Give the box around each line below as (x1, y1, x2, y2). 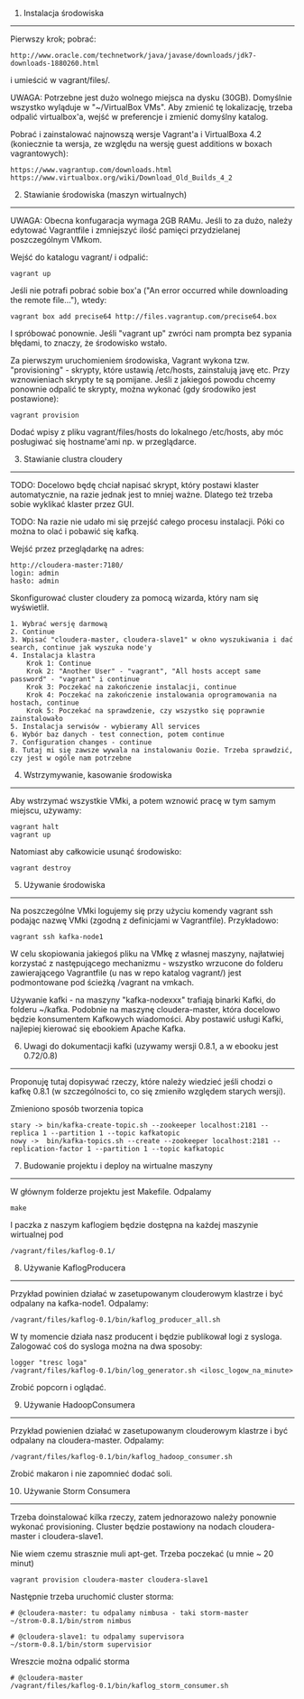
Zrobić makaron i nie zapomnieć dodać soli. (10, 1468, 173, 1479)
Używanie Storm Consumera (23, 1486, 131, 1496)
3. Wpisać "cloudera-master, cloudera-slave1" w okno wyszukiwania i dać (10, 635, 294, 644)
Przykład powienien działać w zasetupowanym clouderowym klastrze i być (10, 1426, 288, 1436)
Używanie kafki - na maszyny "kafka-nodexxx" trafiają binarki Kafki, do (10, 994, 276, 1005)
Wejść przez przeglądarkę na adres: (10, 543, 144, 554)
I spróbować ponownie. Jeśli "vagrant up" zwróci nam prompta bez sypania (10, 328, 292, 338)
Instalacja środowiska (23, 8, 105, 18)
